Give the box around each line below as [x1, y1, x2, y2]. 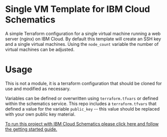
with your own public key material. [5, 111, 76, 117]
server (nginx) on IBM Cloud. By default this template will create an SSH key [5, 36, 161, 42]
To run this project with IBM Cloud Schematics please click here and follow [5, 121, 159, 127]
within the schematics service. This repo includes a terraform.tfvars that [5, 101, 157, 107]
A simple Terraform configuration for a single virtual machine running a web [5, 30, 161, 36]
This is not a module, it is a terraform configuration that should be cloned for [5, 80, 162, 86]
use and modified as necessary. [5, 86, 71, 92]
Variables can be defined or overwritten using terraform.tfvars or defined [5, 95, 159, 101]
